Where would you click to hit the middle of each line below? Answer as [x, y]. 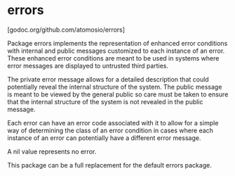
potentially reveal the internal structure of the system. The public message [115, 87]
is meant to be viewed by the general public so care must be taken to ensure [118, 94]
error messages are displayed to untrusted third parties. [88, 65]
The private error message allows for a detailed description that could [108, 79]
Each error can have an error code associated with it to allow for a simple [113, 122]
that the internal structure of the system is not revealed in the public [105, 101]
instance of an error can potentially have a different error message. [104, 138]
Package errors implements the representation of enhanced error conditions [117, 43]
